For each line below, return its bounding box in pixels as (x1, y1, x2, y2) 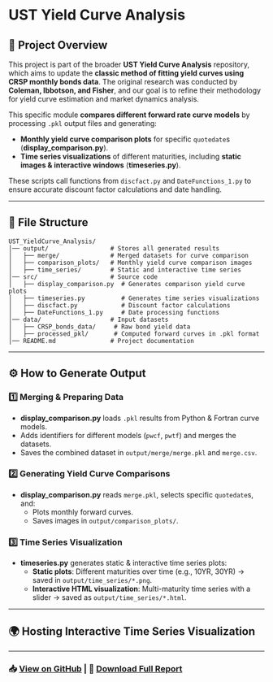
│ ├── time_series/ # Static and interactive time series (8, 266, 242, 274)
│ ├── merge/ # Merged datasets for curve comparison (8, 251, 249, 259)
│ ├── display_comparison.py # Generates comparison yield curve (8, 280, 245, 288)
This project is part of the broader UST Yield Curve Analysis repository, (8, 59, 250, 69)
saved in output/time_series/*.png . (32, 576, 153, 585)
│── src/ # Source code (8, 272, 158, 281)
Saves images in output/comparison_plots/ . (32, 515, 179, 525)
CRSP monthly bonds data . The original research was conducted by (8, 77, 238, 86)
